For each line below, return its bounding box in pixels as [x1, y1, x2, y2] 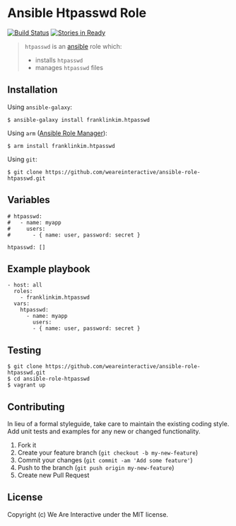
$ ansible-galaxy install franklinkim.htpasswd [7, 116, 151, 123]
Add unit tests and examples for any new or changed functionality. [7, 427, 201, 435]
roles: [13, 288, 33, 295]
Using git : [7, 154, 37, 164]
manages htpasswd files [35, 63, 104, 72]
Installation [7, 84, 58, 96]
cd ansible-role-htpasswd [13, 375, 90, 383]
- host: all [7, 282, 42, 289]
